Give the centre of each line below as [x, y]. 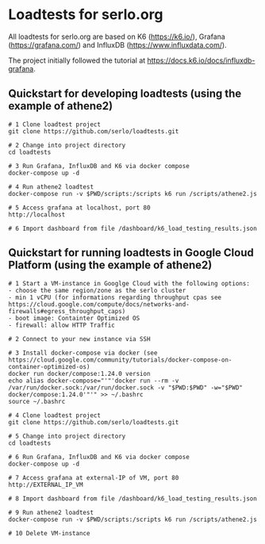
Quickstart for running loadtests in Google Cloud [131, 253]
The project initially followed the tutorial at [77, 60]
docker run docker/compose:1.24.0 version [79, 374]
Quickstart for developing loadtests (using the [125, 94]
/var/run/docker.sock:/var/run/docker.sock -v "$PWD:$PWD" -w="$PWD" [126, 387]
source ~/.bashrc [37, 401]
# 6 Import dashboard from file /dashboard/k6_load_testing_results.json [133, 228]
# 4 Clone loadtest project [55, 415]
